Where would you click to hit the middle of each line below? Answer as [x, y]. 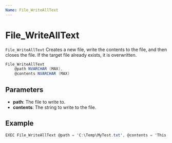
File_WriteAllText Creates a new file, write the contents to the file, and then [86, 50]
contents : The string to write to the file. [54, 107]
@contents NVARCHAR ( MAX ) [42, 74]
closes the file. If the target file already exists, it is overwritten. [71, 55]
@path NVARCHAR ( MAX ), [39, 69]
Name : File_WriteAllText [32, 10]
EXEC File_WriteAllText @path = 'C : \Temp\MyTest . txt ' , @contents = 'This [86, 135]
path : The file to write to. [39, 102]
